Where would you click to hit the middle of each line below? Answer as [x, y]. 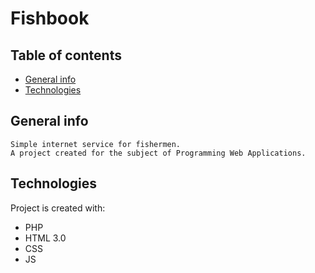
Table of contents [66, 55]
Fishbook [50, 18]
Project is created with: [58, 208]
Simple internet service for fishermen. [96, 144]
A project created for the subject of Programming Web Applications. [158, 153]
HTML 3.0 [45, 238]
